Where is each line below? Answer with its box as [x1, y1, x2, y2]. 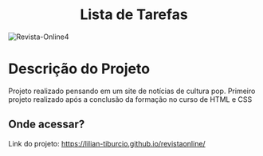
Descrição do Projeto [8, 60, 150, 78]
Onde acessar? [8, 118, 85, 131]
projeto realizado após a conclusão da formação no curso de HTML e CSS [8, 94, 253, 104]
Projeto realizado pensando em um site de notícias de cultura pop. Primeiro [8, 86, 256, 96]
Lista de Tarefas [79, 6, 189, 24]
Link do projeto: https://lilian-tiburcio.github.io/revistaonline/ [8, 138, 206, 148]
